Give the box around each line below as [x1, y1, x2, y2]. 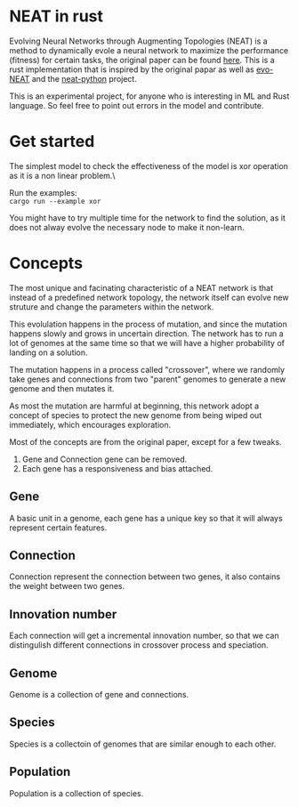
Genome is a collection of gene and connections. [9, 690, 189, 700]
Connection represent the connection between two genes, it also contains [9, 571, 281, 582]
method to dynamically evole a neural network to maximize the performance [9, 44, 289, 55]
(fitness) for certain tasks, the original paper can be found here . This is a [9, 54, 276, 65]
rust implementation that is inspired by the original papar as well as [9, 64, 255, 75]
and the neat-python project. [31, 73, 138, 84]
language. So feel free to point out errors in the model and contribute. [9, 100, 264, 110]
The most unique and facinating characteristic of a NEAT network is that [9, 282, 274, 293]
